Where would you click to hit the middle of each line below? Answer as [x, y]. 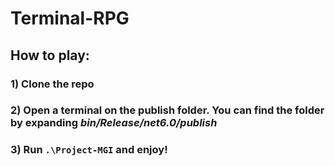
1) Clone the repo [52, 84]
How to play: [50, 55]
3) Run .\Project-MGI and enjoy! [89, 150]
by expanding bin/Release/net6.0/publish [114, 123]
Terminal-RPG [70, 18]
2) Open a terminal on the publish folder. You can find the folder [167, 110]
